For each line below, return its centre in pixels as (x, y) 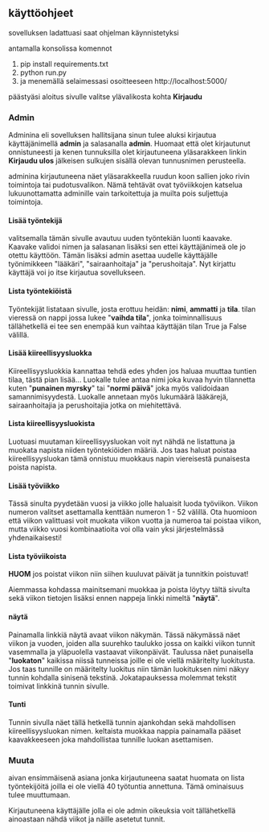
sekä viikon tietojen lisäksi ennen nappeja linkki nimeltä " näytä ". (114, 598)
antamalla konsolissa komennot (60, 48)
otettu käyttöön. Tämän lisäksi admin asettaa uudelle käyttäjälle (113, 255)
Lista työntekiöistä (40, 291)
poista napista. (33, 467)
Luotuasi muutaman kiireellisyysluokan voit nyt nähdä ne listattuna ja (122, 441)
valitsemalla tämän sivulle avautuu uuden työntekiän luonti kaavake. (120, 238)
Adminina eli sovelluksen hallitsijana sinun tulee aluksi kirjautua (112, 135)
